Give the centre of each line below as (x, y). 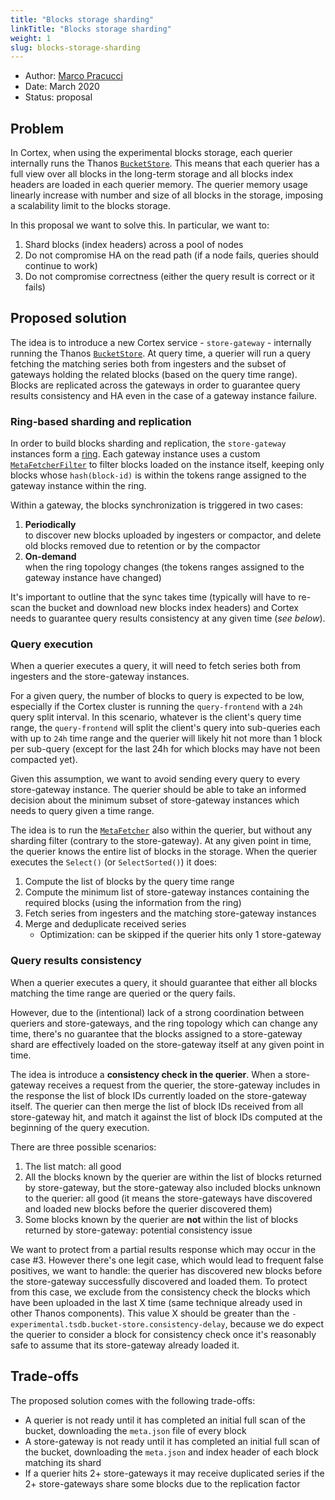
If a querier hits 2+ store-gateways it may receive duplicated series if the (174, 1473)
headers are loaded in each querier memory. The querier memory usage (159, 185)
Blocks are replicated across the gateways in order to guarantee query (155, 385)
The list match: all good (73, 1166)
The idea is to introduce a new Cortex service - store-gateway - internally (161, 342)
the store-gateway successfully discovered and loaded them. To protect (159, 1281)
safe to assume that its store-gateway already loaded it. (125, 1345)
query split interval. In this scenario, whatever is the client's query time (156, 717)
